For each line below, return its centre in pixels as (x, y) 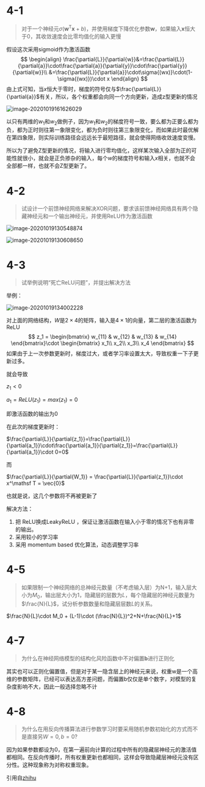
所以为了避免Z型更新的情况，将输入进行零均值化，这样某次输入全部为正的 (99, 151)
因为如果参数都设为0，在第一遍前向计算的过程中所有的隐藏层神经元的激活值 (102, 750)
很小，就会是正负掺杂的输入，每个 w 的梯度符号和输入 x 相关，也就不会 (109, 158)
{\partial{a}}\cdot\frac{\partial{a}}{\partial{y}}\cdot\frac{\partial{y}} (103, 65)
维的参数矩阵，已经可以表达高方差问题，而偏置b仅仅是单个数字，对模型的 (99, 679)
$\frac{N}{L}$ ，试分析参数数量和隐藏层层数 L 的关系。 (88, 604)
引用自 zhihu (21, 778)
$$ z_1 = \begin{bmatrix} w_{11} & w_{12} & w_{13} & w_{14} (103, 337)
